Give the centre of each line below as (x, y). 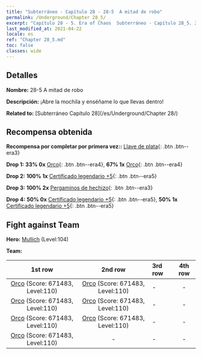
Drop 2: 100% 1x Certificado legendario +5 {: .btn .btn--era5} (82, 176)
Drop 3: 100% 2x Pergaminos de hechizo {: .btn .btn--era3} (80, 188)
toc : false (20, 46)
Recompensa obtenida (49, 132)
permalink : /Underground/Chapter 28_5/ (56, 17)
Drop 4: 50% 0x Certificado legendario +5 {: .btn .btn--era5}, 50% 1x (92, 200)
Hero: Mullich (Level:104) (38, 239)
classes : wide (24, 51)
